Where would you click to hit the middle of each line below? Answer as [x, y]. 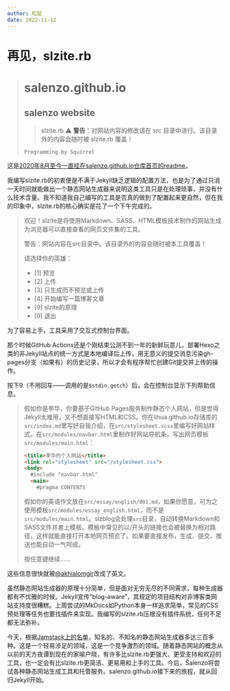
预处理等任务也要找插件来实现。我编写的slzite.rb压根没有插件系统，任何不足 [114, 613]
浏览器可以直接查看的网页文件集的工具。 [87, 229]
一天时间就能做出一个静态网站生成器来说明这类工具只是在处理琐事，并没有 [112, 189]
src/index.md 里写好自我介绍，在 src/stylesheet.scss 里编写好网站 [116, 425]
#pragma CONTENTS [61, 488]
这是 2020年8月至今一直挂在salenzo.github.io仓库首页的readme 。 [99, 165]
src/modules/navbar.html [77, 434]
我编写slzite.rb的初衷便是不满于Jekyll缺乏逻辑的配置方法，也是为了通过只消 [114, 180]
